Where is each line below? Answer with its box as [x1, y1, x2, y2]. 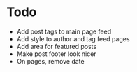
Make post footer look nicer [16, 50, 96, 58]
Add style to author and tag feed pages [16, 34, 130, 43]
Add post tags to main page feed [16, 27, 112, 36]
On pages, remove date [16, 57, 85, 65]
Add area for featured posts [16, 42, 97, 50]
